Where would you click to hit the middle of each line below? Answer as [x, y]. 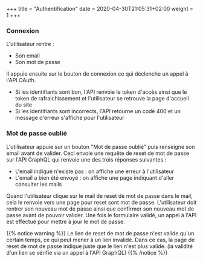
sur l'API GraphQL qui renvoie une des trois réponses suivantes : [86, 159]
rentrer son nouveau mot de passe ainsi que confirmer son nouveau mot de [100, 209]
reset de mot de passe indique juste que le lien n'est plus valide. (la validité [100, 246]
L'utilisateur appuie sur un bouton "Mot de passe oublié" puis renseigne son [101, 146]
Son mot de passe [37, 62]
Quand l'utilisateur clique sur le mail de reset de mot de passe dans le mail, [99, 195]
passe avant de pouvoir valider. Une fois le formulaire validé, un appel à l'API [101, 215]
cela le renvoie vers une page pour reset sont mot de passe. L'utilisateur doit [101, 202]
